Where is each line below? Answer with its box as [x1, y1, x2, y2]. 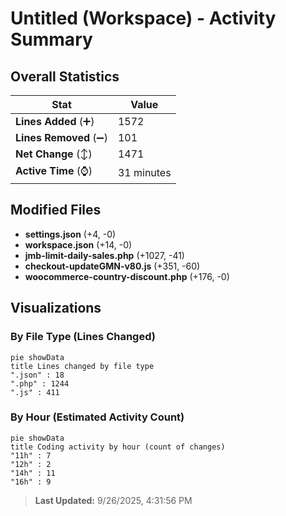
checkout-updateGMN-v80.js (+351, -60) [24, 260, 201, 272]
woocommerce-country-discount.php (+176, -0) [24, 270, 230, 282]
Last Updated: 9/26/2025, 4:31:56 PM [34, 494, 193, 506]
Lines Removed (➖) [15, 131, 108, 144]
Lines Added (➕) [15, 115, 95, 128]
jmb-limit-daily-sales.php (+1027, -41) [24, 249, 185, 261]
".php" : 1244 [10, 378, 70, 389]
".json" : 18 [10, 370, 65, 380]
